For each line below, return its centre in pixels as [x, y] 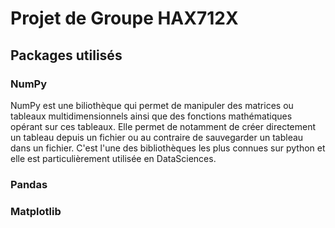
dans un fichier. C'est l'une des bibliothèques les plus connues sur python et [168, 148]
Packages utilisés [66, 55]
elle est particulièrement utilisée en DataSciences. [113, 158]
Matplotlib [36, 211]
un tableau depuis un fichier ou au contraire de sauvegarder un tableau [157, 137]
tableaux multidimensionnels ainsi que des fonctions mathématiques [151, 116]
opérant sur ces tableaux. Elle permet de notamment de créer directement [163, 126]
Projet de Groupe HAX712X [124, 18]
